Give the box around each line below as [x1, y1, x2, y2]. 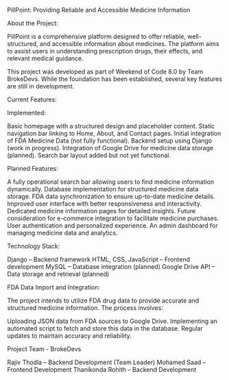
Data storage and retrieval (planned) [7, 270, 110, 278]
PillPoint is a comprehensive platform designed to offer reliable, [7, 32, 186, 40]
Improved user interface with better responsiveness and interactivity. [7, 200, 202, 208]
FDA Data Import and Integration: [7, 283, 101, 291]
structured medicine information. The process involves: [7, 304, 163, 311]
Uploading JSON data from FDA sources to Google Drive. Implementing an [7, 317, 217, 325]
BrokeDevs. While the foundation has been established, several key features [7, 75, 223, 83]
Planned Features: [7, 165, 58, 172]
